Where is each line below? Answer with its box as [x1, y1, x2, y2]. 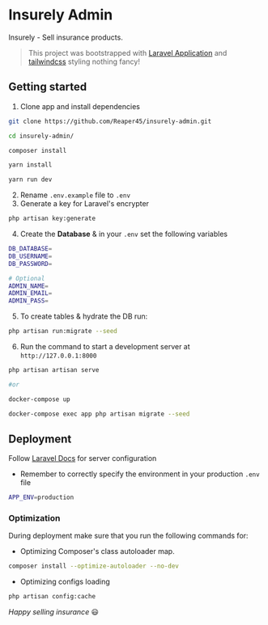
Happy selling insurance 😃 [8, 607, 99, 617]
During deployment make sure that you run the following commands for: [8, 531, 249, 541]
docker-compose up [8, 395, 70, 403]
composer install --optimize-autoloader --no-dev [8, 562, 180, 571]
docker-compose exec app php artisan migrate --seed [8, 410, 190, 418]
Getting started [8, 80, 87, 94]
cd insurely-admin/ [8, 132, 74, 140]
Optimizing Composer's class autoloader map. [19, 547, 176, 556]
